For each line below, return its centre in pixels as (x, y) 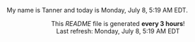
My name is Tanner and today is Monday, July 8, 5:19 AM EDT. (97, 10)
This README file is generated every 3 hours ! (118, 23)
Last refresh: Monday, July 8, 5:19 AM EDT (118, 31)
